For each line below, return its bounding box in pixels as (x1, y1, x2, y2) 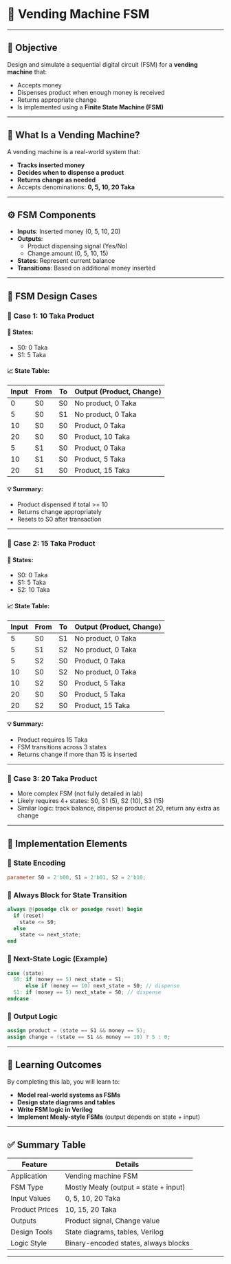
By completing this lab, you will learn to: (7, 1077, 120, 1086)
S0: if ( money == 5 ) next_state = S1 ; (13, 976, 125, 983)
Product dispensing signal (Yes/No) (27, 242, 129, 250)
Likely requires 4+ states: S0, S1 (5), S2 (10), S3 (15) (16, 797, 164, 805)
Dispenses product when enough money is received (16, 88, 165, 96)
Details (115, 1159, 140, 1169)
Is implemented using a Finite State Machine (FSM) (16, 103, 164, 111)
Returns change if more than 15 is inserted (16, 750, 137, 758)
